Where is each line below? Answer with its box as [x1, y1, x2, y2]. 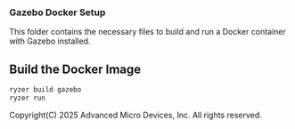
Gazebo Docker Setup [9, 6, 106, 19]
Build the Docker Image [9, 61, 142, 77]
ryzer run [9, 93, 46, 102]
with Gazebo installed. [9, 36, 91, 46]
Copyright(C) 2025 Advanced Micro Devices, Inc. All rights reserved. [9, 109, 263, 120]
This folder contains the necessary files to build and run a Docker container [9, 27, 287, 37]
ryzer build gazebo [9, 85, 82, 94]
